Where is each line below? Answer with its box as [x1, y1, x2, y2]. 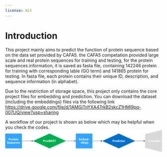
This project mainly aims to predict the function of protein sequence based [5, 46, 159, 52]
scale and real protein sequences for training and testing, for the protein [5, 57, 153, 63]
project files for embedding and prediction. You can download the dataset [5, 93, 157, 99]
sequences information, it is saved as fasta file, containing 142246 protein [5, 62, 157, 68]
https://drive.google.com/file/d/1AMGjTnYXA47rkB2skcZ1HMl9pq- [5, 104, 141, 110]
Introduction [5, 30, 58, 41]
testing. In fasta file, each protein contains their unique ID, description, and [5, 73, 159, 79]
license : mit [5, 8, 32, 13]
